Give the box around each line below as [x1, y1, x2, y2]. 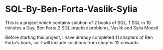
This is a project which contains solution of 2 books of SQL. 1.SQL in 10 [5, 20, 151, 25]
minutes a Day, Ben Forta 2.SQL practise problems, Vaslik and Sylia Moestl [5, 25, 159, 30]
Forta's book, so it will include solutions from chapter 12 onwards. [5, 39, 140, 45]
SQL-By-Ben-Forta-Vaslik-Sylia [5, 3, 138, 15]
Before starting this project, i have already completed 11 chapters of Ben [5, 34, 153, 40]
